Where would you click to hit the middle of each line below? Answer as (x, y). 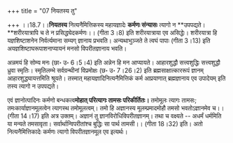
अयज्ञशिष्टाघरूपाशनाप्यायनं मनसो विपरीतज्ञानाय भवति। (67, 48)
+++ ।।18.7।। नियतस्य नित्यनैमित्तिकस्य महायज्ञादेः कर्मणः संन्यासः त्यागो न (92, 25)
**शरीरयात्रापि (23, 33)
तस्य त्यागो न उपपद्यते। (33, 86)
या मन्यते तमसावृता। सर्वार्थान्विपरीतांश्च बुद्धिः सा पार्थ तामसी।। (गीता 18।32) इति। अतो (105, 124)
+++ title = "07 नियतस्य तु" (42, 11)
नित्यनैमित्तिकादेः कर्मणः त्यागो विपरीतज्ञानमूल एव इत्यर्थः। (68, 132)
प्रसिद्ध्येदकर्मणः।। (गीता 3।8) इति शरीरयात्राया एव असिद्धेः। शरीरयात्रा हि (136, 33)
